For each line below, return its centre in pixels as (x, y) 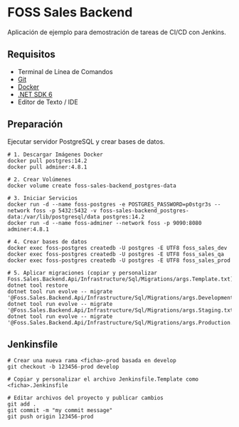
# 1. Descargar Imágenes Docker (55, 154)
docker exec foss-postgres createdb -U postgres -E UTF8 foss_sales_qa (116, 254)
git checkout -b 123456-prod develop (63, 367)
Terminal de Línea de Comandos (65, 71)
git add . (22, 404)
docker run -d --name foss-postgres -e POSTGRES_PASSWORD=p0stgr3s (110, 204)
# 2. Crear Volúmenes (39, 179)
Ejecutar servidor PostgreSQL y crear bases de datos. (86, 141)
